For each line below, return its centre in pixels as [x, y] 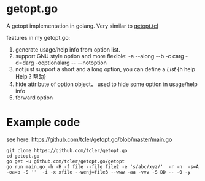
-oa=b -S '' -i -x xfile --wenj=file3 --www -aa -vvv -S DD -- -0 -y [99, 172]
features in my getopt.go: [38, 37]
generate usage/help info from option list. [68, 49]
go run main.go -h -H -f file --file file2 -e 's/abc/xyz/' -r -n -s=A [103, 167]
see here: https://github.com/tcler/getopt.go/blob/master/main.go [89, 139]
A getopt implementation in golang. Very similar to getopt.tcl [82, 26]
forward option [34, 98]
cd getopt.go [23, 156]
